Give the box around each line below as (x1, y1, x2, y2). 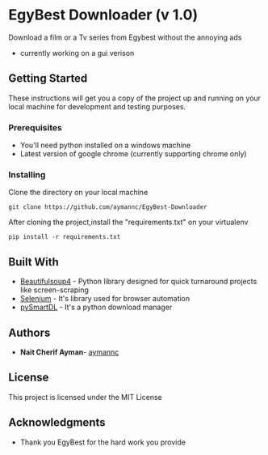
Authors (8, 325, 51, 339)
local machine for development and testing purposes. (8, 101, 186, 111)
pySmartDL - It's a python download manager (19, 302, 173, 313)
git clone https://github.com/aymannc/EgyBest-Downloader (8, 203, 207, 211)
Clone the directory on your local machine (8, 188, 149, 198)
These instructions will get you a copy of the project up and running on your (8, 93, 261, 103)
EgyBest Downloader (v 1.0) (8, 6, 199, 24)
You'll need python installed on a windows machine (19, 140, 191, 151)
